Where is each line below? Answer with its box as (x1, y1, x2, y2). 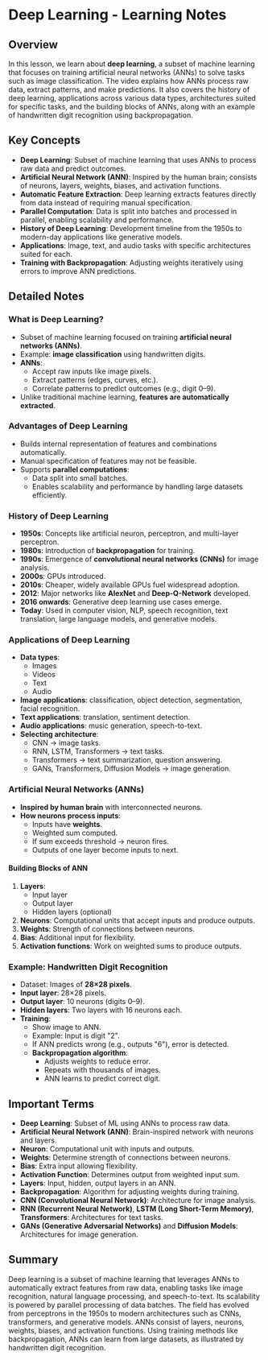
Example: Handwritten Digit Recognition (8, 961, 168, 972)
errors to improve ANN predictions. (19, 266, 137, 275)
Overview (8, 38, 59, 52)
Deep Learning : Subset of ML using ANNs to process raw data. (19, 1118, 231, 1128)
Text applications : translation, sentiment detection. (19, 713, 191, 722)
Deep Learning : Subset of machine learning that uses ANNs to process (19, 155, 257, 164)
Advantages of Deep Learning (8, 420, 128, 432)
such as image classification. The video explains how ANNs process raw (8, 76, 249, 85)
